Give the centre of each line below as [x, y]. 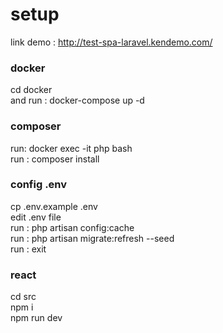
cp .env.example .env [54, 206]
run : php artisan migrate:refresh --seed [92, 238]
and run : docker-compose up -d [77, 100]
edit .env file [36, 217]
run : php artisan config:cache [72, 227]
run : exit [28, 249]
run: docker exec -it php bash [71, 148]
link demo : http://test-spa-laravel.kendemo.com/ [111, 42]
